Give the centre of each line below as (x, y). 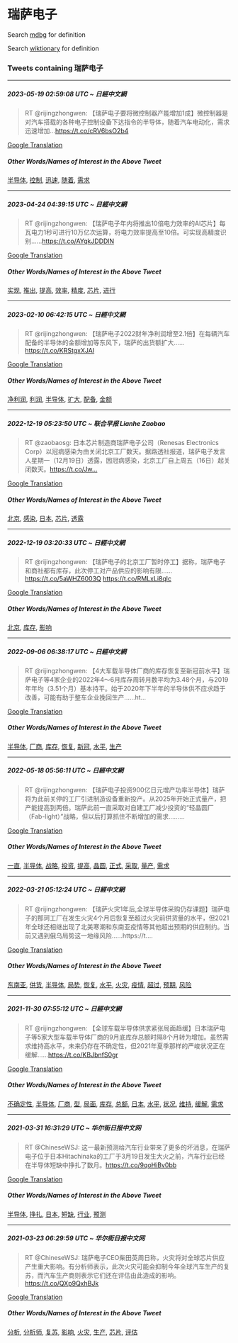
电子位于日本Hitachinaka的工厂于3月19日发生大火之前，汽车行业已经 (125, 1156)
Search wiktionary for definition (53, 48)
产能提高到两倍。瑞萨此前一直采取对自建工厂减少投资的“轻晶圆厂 (119, 807)
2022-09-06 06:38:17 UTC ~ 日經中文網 (67, 651)
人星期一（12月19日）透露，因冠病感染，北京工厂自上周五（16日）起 (124, 461)
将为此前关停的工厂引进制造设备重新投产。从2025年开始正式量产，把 (125, 799)
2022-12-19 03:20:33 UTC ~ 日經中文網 (66, 542)
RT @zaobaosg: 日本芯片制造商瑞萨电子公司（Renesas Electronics (122, 443)
